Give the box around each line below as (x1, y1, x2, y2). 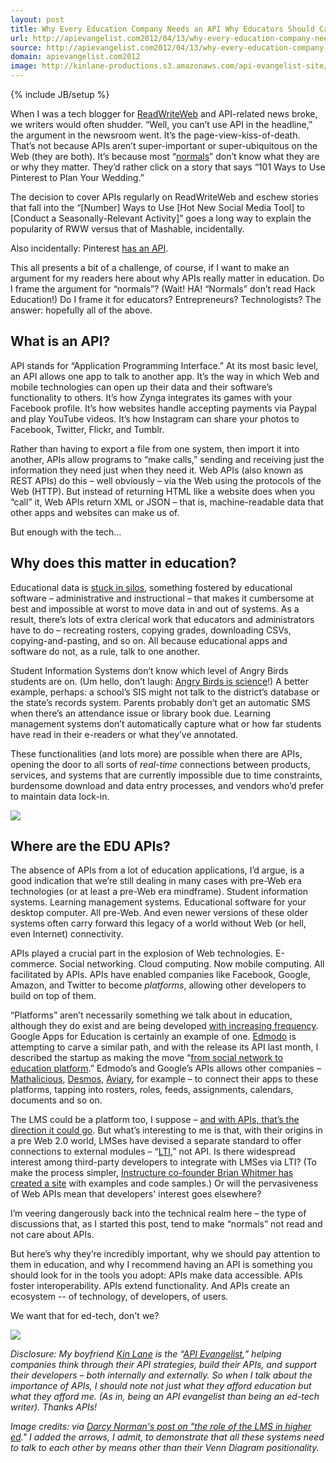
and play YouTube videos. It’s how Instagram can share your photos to (10, 412, 300, 425)
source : (10, 42, 43, 53)
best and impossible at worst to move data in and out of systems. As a (10, 602, 300, 615)
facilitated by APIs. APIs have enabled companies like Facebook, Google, (10, 969, 311, 981)
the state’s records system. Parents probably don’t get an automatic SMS (10, 696, 311, 708)
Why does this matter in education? (10, 555, 237, 572)
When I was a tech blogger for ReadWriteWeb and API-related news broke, (10, 108, 318, 120)
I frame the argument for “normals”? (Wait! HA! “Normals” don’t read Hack (10, 283, 316, 295)
